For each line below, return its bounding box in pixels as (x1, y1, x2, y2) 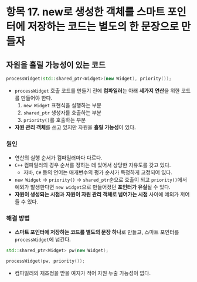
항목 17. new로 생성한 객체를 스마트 (6, 5, 165, 19)
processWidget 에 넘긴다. (14, 236, 72, 243)
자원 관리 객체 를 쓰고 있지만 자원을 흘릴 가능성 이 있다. (14, 124, 136, 131)
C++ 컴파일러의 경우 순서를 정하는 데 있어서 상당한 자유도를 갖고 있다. (14, 162, 171, 169)
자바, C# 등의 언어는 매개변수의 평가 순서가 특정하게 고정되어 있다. (23, 169, 173, 176)
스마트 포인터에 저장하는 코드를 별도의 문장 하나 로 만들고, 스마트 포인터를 (14, 229, 179, 236)
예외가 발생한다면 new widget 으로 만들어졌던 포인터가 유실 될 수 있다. (14, 184, 171, 191)
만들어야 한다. (21, 94, 53, 101)
